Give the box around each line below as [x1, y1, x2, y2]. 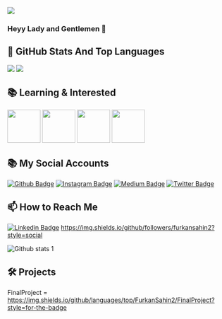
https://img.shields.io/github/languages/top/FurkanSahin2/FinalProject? [7, 296, 215, 304]
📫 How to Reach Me [7, 201, 98, 213]
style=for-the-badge [7, 303, 67, 311]
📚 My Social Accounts [7, 157, 109, 169]
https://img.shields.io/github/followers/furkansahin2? [61, 224, 215, 232]
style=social [7, 231, 43, 240]
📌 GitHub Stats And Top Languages [7, 46, 165, 58]
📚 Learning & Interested [7, 87, 116, 99]
